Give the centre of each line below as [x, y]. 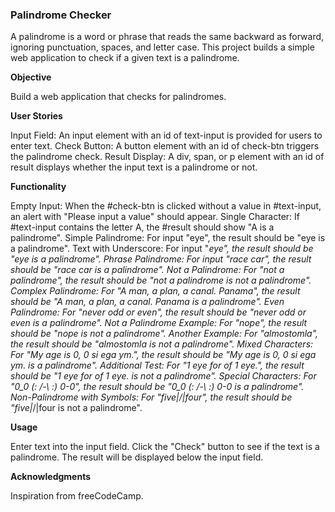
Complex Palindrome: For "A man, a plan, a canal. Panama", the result [155, 291]
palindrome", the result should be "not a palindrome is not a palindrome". [161, 280]
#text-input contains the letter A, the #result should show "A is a [142, 227]
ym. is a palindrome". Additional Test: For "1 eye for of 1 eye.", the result [157, 365]
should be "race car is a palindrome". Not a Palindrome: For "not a [147, 270]
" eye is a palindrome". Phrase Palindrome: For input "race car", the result [161, 259]
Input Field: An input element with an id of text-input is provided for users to [166, 135]
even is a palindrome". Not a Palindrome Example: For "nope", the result [159, 323]
